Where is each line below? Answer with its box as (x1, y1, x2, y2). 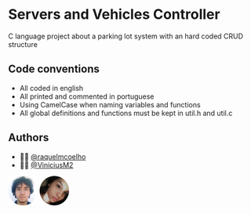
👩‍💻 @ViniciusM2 (19, 160, 74, 169)
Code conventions (8, 63, 100, 76)
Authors (8, 131, 49, 144)
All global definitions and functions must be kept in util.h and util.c (19, 108, 233, 118)
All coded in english (19, 83, 84, 92)
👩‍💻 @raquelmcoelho (19, 151, 86, 161)
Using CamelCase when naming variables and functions (19, 100, 202, 109)
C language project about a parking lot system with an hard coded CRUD (8, 31, 244, 41)
